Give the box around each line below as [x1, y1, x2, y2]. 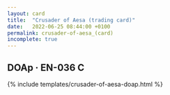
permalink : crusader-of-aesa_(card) [7, 29, 114, 37]
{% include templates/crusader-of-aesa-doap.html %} [7, 80, 164, 88]
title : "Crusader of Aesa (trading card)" [7, 17, 136, 24]
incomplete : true [7, 36, 58, 43]
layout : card [7, 10, 45, 17]
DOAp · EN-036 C [7, 62, 85, 74]
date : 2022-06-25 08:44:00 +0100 [7, 23, 111, 30]
